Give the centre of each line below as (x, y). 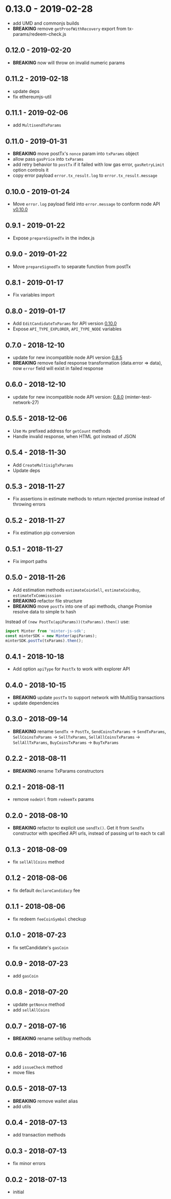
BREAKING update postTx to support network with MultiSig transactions (89, 697)
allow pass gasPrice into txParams (48, 159)
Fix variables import (34, 295)
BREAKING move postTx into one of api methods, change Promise (82, 606)
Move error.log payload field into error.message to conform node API (86, 204)
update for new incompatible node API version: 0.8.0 (68, 397)
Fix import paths (30, 561)
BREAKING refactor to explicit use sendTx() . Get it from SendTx (78, 828)
